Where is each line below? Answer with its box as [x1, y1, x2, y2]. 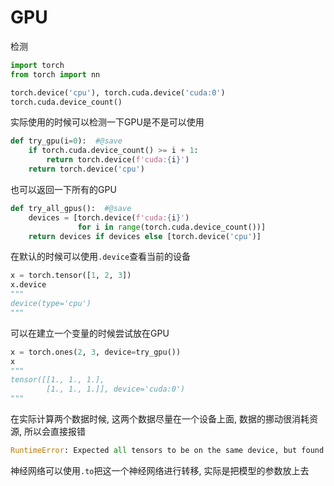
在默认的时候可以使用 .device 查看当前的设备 [10, 251, 192, 263]
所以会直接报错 [23, 426, 86, 438]
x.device [10, 280, 47, 290]
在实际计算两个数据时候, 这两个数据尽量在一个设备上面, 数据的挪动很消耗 [10, 413, 310, 425]
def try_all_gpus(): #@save [10, 203, 132, 213]
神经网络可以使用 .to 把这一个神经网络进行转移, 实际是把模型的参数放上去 [10, 464, 310, 476]
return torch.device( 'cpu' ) [28, 164, 145, 175]
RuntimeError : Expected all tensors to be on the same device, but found [10, 446, 325, 456]
